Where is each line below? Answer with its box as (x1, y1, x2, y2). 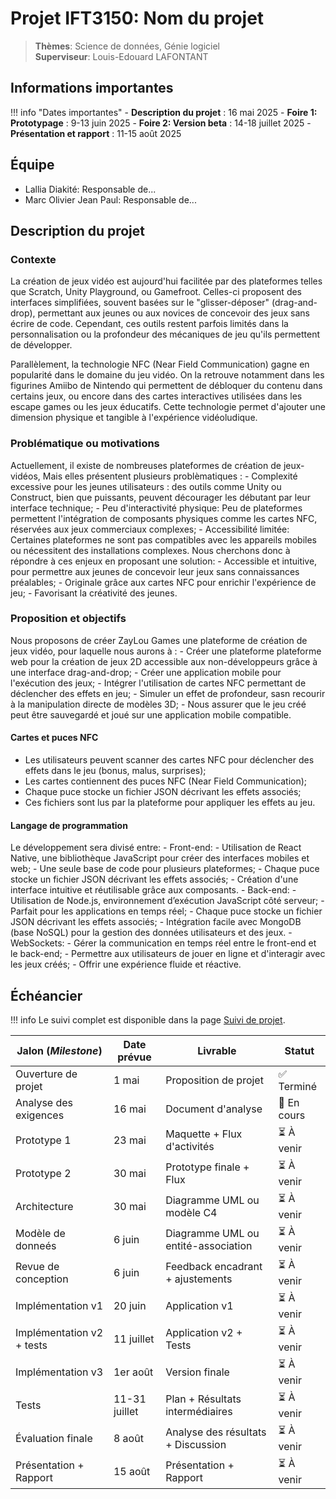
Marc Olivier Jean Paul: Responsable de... (24, 193, 197, 206)
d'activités (165, 1139, 215, 1153)
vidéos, (10, 470, 41, 482)
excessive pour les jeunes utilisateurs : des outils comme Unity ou (10, 480, 282, 492)
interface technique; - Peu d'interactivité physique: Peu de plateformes (10, 502, 303, 514)
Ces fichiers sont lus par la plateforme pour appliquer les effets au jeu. (24, 797, 316, 809)
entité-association (165, 1238, 253, 1252)
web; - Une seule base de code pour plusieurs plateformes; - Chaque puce (10, 863, 320, 875)
